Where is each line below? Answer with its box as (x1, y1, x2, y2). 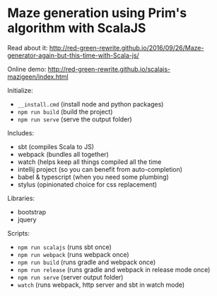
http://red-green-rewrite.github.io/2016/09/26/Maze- (49, 43, 204, 52)
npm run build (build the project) (17, 107, 113, 116)
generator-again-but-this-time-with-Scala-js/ (7, 51, 139, 60)
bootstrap (17, 207, 47, 216)
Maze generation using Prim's (7, 5, 187, 21)
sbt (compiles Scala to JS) (17, 142, 94, 150)
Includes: (7, 128, 34, 137)
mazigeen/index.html (7, 72, 69, 81)
